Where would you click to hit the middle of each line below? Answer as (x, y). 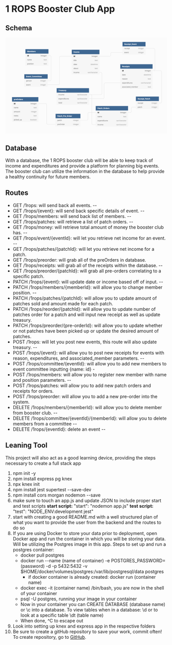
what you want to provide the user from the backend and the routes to (87, 522)
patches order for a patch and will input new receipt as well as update (87, 315)
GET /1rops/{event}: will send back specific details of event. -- (79, 211)
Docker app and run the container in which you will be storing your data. (89, 539)
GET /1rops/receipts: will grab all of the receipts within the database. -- (88, 265)
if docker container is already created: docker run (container (92, 577)
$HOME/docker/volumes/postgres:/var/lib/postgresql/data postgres (92, 572)
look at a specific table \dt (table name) (62, 615)
